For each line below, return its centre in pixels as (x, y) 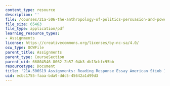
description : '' (22, 15)
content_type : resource (30, 10)
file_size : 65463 (24, 24)
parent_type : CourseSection (35, 57)
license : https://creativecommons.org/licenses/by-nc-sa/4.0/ (72, 43)
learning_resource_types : (32, 33)
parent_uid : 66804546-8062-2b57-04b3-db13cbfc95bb (60, 62)
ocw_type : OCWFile (25, 48)
